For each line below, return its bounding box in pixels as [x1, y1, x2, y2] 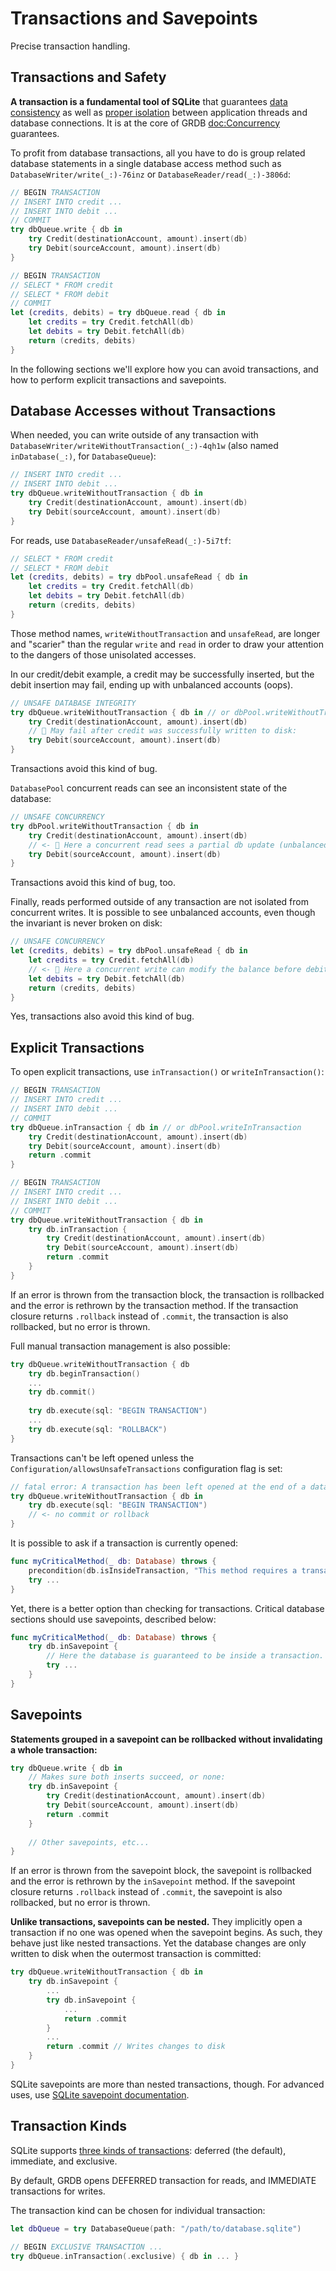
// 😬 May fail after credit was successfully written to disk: [28, 726, 298, 736]
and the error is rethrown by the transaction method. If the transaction [10, 1299, 299, 1311]
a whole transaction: [10, 1743, 98, 1756]
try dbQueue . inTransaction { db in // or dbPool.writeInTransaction [10, 1122, 302, 1132]
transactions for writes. [10, 2185, 106, 2197]
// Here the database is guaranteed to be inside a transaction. [46, 1651, 325, 1661]
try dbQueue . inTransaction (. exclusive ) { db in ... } [10, 2251, 240, 2261]
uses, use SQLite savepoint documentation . [10, 2088, 190, 2101]
